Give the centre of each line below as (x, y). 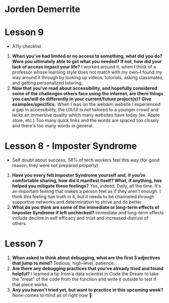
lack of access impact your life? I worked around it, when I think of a (84, 67)
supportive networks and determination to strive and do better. (77, 202)
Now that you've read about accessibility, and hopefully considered (84, 88)
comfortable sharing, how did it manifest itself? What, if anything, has (87, 180)
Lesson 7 (24, 244)
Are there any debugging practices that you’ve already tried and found (88, 268)
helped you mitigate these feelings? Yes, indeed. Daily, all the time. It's (87, 186)
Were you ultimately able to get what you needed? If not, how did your (87, 62)
